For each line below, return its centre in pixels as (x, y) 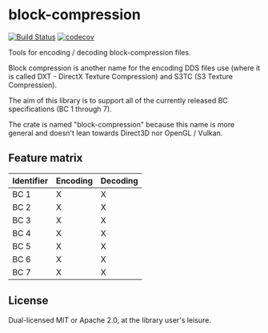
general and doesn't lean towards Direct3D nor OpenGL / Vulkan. (116, 133)
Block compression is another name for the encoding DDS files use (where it (134, 68)
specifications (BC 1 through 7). (60, 109)
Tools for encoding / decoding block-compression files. (100, 52)
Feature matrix (46, 158)
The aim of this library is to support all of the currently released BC (118, 100)
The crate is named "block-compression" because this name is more (122, 124)
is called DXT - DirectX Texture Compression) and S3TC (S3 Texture (121, 76)
